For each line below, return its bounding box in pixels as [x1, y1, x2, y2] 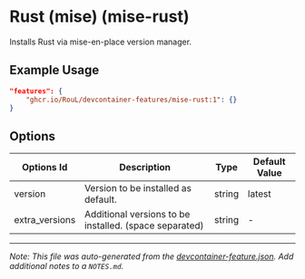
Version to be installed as [84, 182, 192, 195]
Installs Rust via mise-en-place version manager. [9, 36, 192, 47]
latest [248, 188, 271, 200]
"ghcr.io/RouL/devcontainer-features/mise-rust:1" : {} [25, 95, 238, 104]
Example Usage [9, 63, 100, 78]
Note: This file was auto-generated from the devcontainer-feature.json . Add [9, 251, 294, 262]
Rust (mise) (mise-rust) [9, 6, 190, 27]
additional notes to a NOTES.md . [9, 261, 124, 272]
